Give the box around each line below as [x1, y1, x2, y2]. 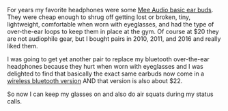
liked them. [7, 42, 39, 50]
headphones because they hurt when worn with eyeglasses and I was [7, 63, 203, 70]
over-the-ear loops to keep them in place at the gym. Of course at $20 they [7, 27, 220, 35]
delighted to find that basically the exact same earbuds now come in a [7, 69, 205, 78]
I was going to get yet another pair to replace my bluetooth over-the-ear [7, 55, 210, 63]
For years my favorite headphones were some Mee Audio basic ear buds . [7, 6, 214, 14]
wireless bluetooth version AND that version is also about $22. [7, 77, 183, 84]
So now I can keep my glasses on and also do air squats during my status [7, 90, 214, 98]
